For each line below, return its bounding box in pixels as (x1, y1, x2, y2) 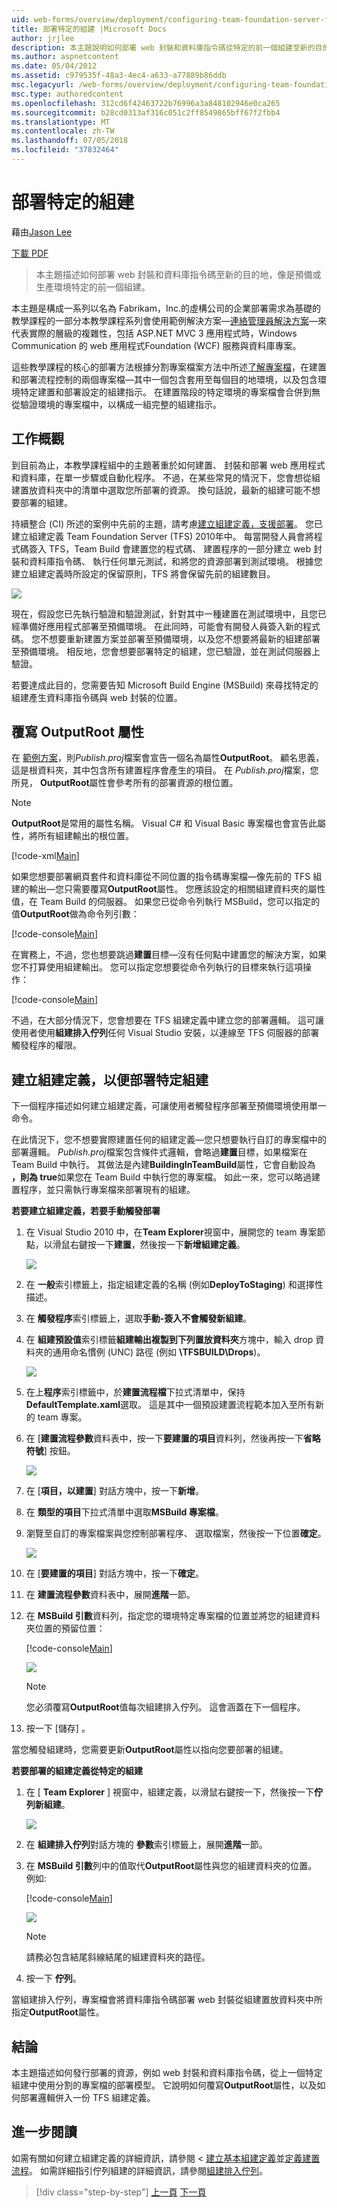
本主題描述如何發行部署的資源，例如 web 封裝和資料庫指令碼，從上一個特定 (11, 2067, 323, 2079)
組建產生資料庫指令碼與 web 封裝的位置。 (11, 691, 183, 703)
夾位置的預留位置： (25, 1622, 106, 1635)
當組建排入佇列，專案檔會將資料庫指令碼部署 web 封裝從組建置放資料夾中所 (11, 1994, 323, 2006)
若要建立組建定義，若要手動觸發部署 (11, 1205, 161, 1217)
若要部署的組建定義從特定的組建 (11, 1765, 143, 1777)
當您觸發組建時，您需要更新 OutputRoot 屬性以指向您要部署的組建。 (11, 1744, 289, 1756)
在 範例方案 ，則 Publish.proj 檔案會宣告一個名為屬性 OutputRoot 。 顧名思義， (11, 752, 325, 764)
